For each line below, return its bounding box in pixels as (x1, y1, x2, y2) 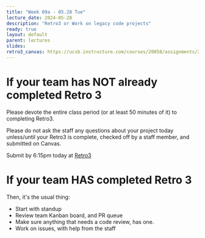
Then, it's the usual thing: (6, 193, 70, 201)
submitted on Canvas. (6, 139, 62, 147)
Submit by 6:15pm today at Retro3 (6, 151, 92, 159)
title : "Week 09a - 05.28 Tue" (6, 9, 86, 15)
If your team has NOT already (6, 75, 157, 89)
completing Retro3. (6, 114, 54, 122)
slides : (6, 43, 26, 50)
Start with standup (15, 205, 62, 212)
